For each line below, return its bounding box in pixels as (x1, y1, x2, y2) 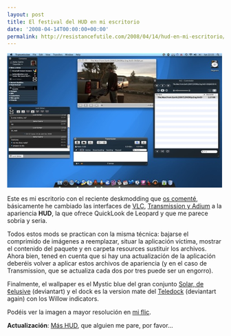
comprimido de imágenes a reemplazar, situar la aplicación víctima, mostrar (7, 237, 221, 246)
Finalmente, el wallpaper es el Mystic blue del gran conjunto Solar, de (7, 280, 204, 288)
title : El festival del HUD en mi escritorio (7, 18, 140, 26)
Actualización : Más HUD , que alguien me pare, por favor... (7, 322, 173, 330)
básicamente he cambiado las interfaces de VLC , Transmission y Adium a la (7, 202, 222, 210)
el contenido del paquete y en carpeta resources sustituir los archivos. (7, 245, 207, 253)
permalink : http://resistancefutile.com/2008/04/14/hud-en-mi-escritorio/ (7, 33, 226, 40)
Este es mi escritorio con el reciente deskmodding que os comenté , (7, 195, 198, 203)
